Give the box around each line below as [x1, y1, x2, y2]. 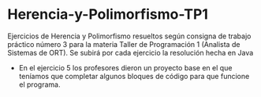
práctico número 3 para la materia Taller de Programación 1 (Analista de [7, 39, 240, 48]
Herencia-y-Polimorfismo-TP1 [7, 5, 208, 23]
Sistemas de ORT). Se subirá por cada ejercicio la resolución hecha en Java [7, 48, 254, 57]
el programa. [18, 80, 61, 89]
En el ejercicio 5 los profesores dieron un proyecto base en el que [18, 63, 233, 72]
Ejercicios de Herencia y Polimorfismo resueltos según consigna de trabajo [7, 31, 252, 41]
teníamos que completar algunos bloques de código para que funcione [18, 71, 250, 81]
